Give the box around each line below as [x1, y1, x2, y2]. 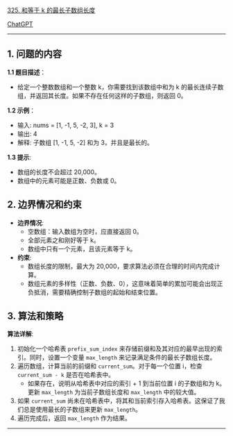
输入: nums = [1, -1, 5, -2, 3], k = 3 [17, 121, 114, 129]
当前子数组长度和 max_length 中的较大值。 [80, 388, 200, 396]
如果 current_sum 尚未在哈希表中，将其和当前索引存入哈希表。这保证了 [17, 396, 220, 405]
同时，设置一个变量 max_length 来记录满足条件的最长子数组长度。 [29, 353, 216, 362]
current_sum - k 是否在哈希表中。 [17, 371, 115, 379]
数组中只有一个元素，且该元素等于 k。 [27, 244, 137, 253]
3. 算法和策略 [7, 310, 64, 322]
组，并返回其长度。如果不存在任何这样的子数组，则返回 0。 [17, 91, 187, 99]
